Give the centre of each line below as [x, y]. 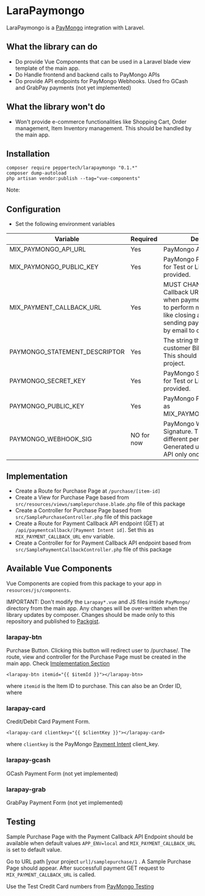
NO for [140, 435]
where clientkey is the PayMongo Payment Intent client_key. [83, 744]
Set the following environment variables [65, 224]
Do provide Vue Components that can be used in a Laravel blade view [103, 61]
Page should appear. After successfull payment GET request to [85, 868]
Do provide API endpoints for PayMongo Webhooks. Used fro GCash [101, 81]
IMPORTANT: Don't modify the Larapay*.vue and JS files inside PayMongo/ [99, 602]
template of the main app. [48, 68]
